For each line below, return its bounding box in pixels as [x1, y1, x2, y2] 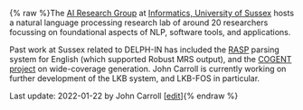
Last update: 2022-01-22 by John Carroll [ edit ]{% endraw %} [9, 90, 239, 101]
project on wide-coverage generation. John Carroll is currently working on [9, 63, 287, 74]
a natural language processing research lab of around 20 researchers [9, 17, 269, 28]
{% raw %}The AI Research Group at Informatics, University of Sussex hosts [9, 8, 295, 18]
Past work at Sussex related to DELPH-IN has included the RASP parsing [9, 44, 280, 55]
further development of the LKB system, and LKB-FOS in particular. [9, 73, 260, 84]
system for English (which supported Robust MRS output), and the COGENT [9, 54, 292, 64]
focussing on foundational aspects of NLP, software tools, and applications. [9, 27, 291, 37]
